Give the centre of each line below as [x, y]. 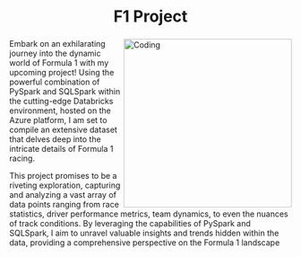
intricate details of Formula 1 [61, 149]
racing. [22, 158]
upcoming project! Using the [62, 73]
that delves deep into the [55, 139]
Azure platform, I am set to [58, 120]
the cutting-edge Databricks [61, 102]
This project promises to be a [63, 176]
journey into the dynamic [55, 53]
